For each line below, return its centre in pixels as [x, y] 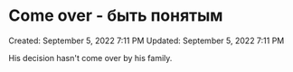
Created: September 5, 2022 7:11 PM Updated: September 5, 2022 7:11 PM [146, 40]
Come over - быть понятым [116, 16]
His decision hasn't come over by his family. [90, 58]
